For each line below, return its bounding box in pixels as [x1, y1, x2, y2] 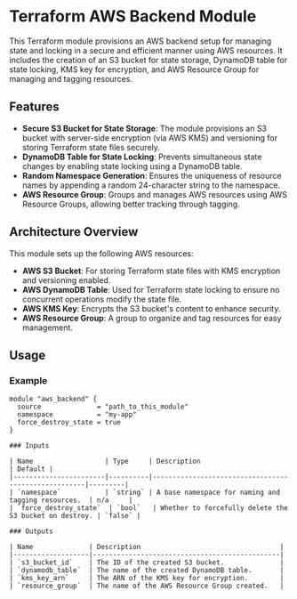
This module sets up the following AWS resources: [9, 247, 194, 259]
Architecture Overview [9, 224, 139, 239]
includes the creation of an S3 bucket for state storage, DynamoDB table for [9, 54, 288, 65]
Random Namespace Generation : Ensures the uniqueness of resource [21, 170, 282, 181]
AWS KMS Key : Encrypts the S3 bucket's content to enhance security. [21, 303, 281, 313]
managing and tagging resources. [9, 73, 133, 84]
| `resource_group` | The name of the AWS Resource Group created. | [9, 581, 285, 591]
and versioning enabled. [21, 274, 111, 286]
